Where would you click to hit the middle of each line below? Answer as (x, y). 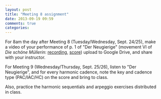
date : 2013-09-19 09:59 (29, 19)
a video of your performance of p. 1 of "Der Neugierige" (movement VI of (79, 47)
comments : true (21, 23)
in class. (13, 92)
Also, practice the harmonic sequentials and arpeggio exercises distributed (81, 87)
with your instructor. (25, 57)
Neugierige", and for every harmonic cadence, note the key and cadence (79, 72)
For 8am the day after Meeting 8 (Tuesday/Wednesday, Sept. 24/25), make (80, 42)
